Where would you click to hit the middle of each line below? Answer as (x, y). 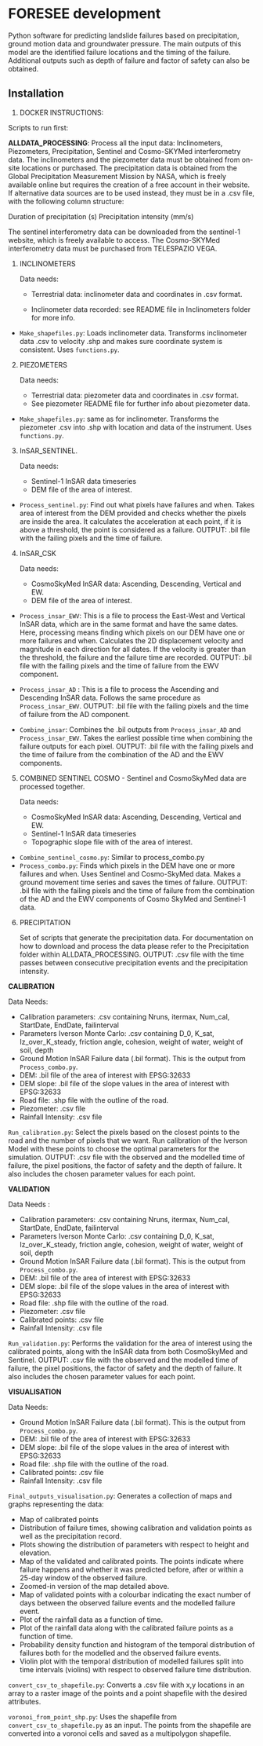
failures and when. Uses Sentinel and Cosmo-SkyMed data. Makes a (130, 873)
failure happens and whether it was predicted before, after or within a (131, 1569)
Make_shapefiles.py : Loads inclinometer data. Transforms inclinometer (133, 333)
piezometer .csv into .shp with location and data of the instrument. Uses (135, 427)
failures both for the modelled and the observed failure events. (120, 1653)
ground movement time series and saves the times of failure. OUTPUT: (133, 882)
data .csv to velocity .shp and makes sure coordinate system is (121, 341)
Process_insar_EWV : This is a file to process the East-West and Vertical (132, 615)
